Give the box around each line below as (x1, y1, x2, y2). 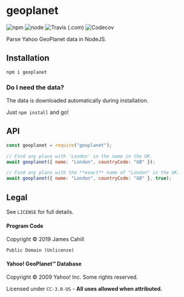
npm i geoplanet (6, 69, 47, 75)
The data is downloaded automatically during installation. (6, 97, 149, 104)
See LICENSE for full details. (6, 209, 74, 216)
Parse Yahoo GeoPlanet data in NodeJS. (6, 35, 107, 42)
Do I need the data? (6, 83, 65, 92)
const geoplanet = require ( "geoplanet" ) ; (6, 142, 113, 148)
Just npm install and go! (6, 108, 69, 116)
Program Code (6, 222, 44, 229)
